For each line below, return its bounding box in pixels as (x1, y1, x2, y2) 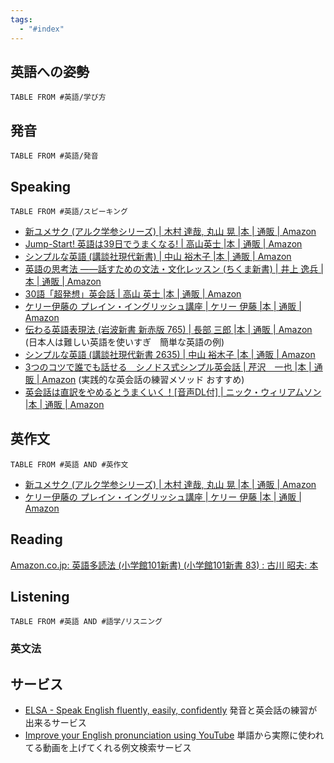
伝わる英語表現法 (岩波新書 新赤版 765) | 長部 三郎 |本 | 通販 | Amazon (24, 323, 313, 335)
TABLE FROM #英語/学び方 (10, 92, 107, 103)
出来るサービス (24, 717, 87, 729)
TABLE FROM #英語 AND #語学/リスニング (10, 617, 163, 627)
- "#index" (19, 24, 65, 34)
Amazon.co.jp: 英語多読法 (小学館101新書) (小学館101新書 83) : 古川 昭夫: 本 (10, 559, 319, 571)
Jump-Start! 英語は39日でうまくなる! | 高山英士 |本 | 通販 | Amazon (24, 237, 303, 250)
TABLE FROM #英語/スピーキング (10, 206, 128, 216)
